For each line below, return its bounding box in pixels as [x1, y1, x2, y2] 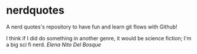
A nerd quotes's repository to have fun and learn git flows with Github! [6, 23, 177, 30]
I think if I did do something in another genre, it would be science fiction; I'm [6, 34, 192, 42]
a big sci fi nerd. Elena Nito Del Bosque [6, 41, 102, 48]
